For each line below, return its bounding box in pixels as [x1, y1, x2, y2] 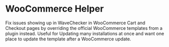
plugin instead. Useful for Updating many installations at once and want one [5, 30, 164, 36]
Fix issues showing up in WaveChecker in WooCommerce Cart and [5, 20, 146, 26]
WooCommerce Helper [5, 3, 104, 15]
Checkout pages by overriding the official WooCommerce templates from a [5, 25, 163, 31]
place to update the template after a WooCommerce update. [5, 36, 131, 42]
